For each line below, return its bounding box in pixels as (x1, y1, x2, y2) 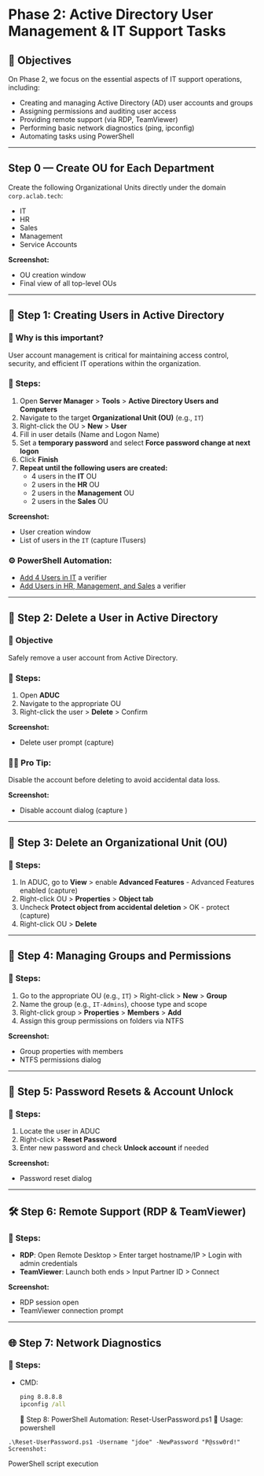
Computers (19, 404, 57, 414)
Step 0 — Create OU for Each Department (8, 161, 214, 175)
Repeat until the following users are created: (19, 463, 168, 472)
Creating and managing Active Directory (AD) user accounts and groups (19, 98, 254, 107)
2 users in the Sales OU (31, 496, 108, 505)
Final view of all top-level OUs (19, 278, 117, 288)
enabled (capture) (19, 886, 79, 895)
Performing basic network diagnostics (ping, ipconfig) (19, 124, 195, 132)
